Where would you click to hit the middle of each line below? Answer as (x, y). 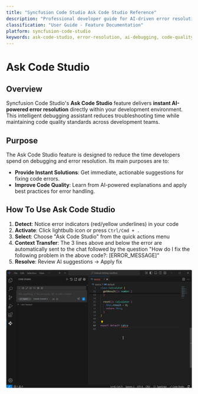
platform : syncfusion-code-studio (49, 31)
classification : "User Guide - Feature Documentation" (75, 25)
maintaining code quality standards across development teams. (83, 122)
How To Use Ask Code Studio (61, 210)
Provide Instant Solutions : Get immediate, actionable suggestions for (99, 172)
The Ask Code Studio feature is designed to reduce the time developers (93, 155)
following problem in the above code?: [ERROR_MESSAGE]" (87, 255)
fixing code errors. (37, 178)
